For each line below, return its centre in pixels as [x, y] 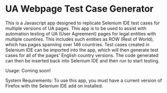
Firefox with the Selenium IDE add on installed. [54, 86]
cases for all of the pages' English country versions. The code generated [82, 55]
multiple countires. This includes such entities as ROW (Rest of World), [80, 39]
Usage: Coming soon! [28, 70]
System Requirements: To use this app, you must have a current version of [84, 80]
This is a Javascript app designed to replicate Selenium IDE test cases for [82, 23]
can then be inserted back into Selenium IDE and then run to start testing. [82, 60]
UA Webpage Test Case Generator [79, 9]
